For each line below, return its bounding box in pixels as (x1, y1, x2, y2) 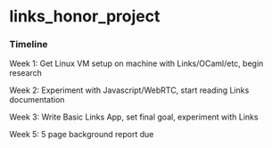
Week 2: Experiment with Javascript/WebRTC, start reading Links (9, 85, 250, 95)
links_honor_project (9, 6, 161, 27)
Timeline (9, 38, 48, 51)
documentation (9, 95, 65, 105)
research (9, 68, 43, 78)
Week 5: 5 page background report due (9, 129, 154, 140)
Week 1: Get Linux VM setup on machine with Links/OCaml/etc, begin (9, 58, 264, 69)
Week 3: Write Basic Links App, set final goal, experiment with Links (9, 111, 259, 122)
